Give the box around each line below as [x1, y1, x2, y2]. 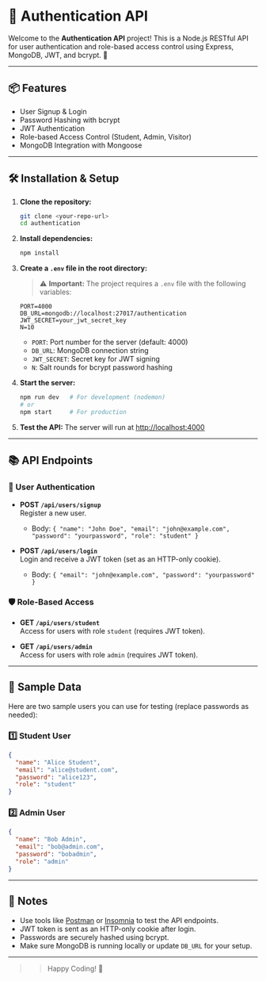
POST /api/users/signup [19, 500, 101, 509]
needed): [8, 710, 38, 719]
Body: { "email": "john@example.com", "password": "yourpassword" [31, 569, 255, 579]
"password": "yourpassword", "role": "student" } [31, 531, 199, 540]
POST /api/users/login [19, 546, 97, 555]
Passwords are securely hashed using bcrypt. [19, 932, 169, 942]
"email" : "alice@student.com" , [15, 765, 119, 774]
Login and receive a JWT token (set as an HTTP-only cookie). [19, 554, 222, 564]
